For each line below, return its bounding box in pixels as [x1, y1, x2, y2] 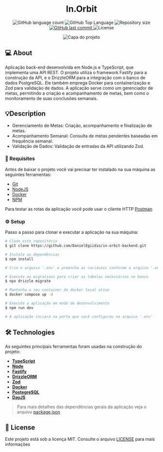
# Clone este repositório [5, 239, 57, 244]
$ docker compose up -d [5, 292, 53, 297]
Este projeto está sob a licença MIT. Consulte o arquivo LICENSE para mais [5, 436, 155, 442]
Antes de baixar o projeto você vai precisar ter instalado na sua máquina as [5, 166, 156, 172]
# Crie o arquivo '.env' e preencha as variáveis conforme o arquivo [5, 265, 149, 270]
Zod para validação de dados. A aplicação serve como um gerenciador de [5, 85, 153, 91]
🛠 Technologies [5, 328, 55, 337]
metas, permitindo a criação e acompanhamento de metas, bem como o [5, 90, 149, 96]
